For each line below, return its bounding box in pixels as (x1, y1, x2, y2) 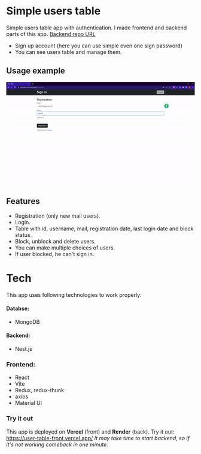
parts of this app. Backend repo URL (6, 30, 96, 37)
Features (6, 196, 40, 206)
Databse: (6, 305, 30, 312)
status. (14, 231, 32, 238)
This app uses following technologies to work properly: (6, 291, 142, 298)
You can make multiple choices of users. (14, 244, 115, 251)
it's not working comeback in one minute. (6, 441, 109, 448)
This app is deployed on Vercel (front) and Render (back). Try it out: (6, 428, 175, 435)
